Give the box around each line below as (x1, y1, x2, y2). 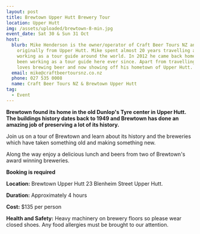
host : (6, 36, 20, 42)
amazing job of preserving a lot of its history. (6, 121, 120, 128)
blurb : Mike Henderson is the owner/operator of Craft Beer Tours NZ (11, 42, 187, 48)
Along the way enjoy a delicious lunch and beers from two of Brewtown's (6, 150, 186, 158)
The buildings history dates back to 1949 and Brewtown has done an (6, 115, 179, 122)
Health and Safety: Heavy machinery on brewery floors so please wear (6, 214, 182, 221)
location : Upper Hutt (6, 20, 60, 26)
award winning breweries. (6, 156, 70, 164)
